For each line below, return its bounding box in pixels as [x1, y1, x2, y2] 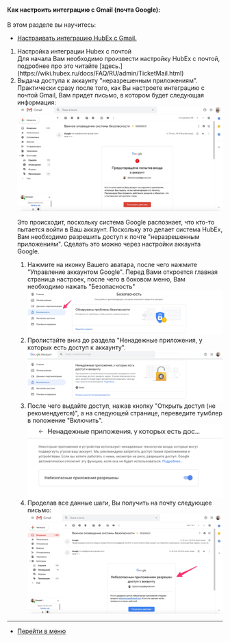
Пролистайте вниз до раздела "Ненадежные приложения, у [27, 336, 203, 344]
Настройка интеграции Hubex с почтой [16, 47, 132, 56]
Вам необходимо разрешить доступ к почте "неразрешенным [16, 233, 200, 241]
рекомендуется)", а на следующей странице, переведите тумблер [27, 409, 222, 417]
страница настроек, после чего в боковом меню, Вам [27, 275, 186, 284]
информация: [16, 98, 56, 106]
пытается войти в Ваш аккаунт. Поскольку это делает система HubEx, [16, 225, 223, 233]
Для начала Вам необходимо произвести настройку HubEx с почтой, [16, 55, 220, 63]
